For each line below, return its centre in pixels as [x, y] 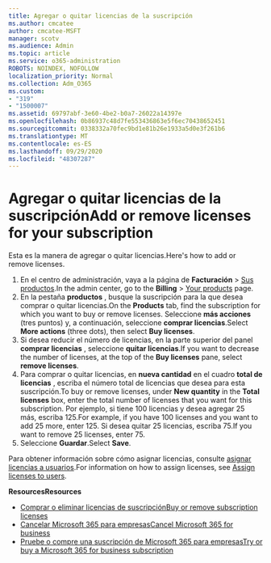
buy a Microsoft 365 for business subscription [97, 550]
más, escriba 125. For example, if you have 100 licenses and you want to [139, 417]
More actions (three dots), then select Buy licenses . [107, 332]
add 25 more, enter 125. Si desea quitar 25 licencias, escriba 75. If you [136, 426]
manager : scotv [34, 38]
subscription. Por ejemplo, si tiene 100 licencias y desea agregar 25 [132, 408]
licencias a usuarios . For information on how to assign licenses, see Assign [132, 468]
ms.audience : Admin [41, 46]
